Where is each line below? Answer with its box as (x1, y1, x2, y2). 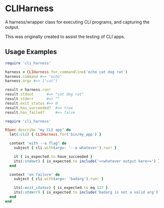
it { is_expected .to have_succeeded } (14, 154, 93, 159)
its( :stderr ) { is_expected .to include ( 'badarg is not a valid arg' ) (14, 190, 159, 195)
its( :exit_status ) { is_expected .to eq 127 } (14, 186, 108, 190)
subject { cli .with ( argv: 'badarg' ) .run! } (14, 176, 104, 182)
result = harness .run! (5, 87, 51, 93)
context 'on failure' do (9, 172, 60, 177)
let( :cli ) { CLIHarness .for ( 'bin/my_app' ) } (9, 132, 102, 137)
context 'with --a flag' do (9, 141, 67, 146)
